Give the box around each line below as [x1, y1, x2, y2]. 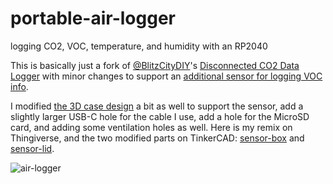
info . [10, 80, 29, 92]
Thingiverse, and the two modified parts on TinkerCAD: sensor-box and [10, 132, 305, 144]
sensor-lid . [10, 142, 55, 154]
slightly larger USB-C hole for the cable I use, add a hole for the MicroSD [10, 110, 310, 122]
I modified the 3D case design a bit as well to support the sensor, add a [10, 100, 304, 112]
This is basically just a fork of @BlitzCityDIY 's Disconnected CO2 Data [10, 59, 300, 71]
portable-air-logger [10, 7, 176, 30]
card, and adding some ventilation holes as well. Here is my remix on [10, 121, 293, 133]
